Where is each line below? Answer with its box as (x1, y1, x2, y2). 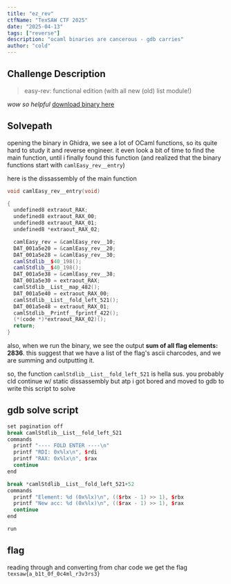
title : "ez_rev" (7, 10, 54, 17)
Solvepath (7, 120, 53, 132)
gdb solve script (7, 404, 79, 417)
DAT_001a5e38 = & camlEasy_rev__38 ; (13, 271, 116, 278)
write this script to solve (7, 385, 76, 392)
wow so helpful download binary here (7, 100, 115, 108)
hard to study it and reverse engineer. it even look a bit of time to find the (7, 146, 215, 154)
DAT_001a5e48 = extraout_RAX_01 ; (13, 303, 110, 310)
